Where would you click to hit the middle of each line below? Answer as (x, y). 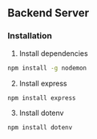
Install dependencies (54, 53)
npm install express (42, 98)
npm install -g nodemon (47, 68)
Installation (30, 36)
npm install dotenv (40, 128)
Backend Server (48, 13)
